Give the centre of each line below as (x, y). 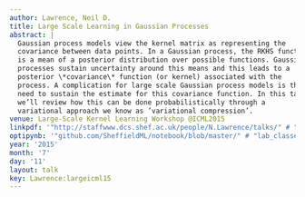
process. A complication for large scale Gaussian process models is (152, 85)
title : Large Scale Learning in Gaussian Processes (109, 26)
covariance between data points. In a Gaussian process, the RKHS (146, 52)
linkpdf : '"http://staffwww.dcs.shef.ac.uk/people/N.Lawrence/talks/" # (150, 128)
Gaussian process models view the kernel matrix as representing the (152, 43)
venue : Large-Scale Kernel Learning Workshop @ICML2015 (117, 119)
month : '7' (30, 153)
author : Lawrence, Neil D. (60, 18)
